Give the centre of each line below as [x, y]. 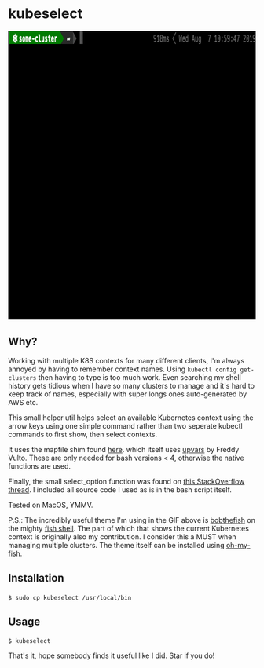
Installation [36, 578]
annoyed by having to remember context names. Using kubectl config [123, 369]
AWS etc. [23, 402]
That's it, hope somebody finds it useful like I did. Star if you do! [112, 655]
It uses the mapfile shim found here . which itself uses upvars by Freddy [124, 449]
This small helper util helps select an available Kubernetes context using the [131, 418]
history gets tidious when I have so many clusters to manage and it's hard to [132, 385]
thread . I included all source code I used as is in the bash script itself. [120, 489]
